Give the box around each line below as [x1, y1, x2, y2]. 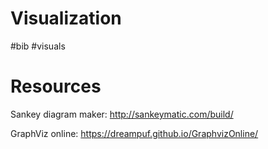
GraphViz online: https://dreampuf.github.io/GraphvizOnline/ [10, 127, 259, 139]
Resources [10, 75, 102, 98]
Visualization [10, 7, 122, 30]
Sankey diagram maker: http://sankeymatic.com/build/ [10, 108, 234, 120]
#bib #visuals [10, 40, 66, 52]
